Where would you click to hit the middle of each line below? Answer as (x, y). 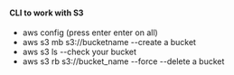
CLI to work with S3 (47, 13)
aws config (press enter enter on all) (90, 33)
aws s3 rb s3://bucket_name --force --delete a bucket (123, 61)
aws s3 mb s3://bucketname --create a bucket (109, 42)
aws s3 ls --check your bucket (80, 52)
